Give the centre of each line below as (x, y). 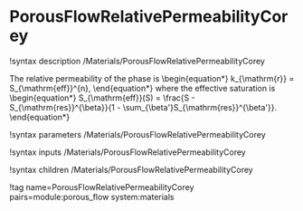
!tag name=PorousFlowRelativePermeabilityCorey (102, 187)
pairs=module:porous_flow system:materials (92, 197)
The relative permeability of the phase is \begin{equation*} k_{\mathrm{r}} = (152, 78)
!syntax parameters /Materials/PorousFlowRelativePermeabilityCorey (138, 134)
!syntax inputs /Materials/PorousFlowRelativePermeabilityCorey (128, 152)
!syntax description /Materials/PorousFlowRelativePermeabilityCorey (137, 61)
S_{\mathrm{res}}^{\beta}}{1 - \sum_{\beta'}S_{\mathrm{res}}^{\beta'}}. (143, 107)
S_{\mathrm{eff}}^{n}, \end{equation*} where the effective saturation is (142, 88)
